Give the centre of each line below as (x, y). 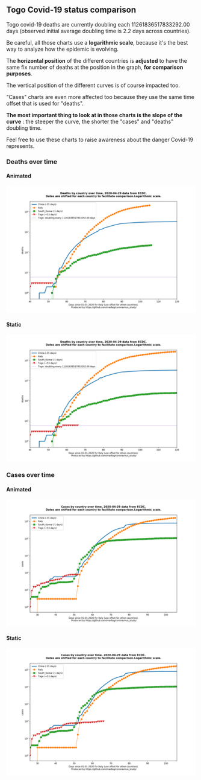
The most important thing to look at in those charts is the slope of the (94, 115)
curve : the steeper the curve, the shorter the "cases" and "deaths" (90, 121)
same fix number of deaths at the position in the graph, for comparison (95, 67)
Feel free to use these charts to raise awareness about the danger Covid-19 (100, 139)
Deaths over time (32, 161)
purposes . (19, 73)
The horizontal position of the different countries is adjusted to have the (97, 60)
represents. (20, 146)
